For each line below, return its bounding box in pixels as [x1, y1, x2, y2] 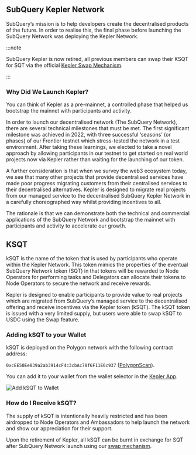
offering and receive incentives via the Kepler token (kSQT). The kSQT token [6, 303, 190, 310]
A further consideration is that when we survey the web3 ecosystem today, [6, 167, 187, 175]
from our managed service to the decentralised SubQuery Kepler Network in [6, 192, 190, 199]
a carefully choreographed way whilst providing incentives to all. [6, 199, 162, 206]
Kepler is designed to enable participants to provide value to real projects [6, 291, 183, 298]
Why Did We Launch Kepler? [6, 87, 89, 96]
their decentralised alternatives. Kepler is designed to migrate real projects [6, 186, 186, 193]
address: [6, 350, 27, 357]
